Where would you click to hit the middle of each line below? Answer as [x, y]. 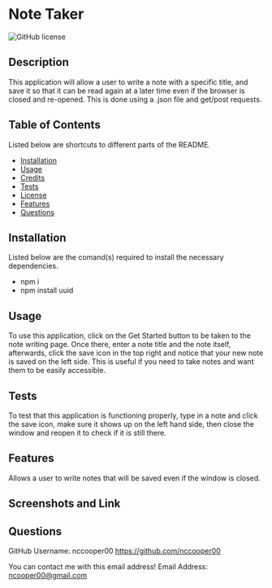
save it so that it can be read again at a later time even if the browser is [127, 90]
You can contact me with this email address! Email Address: [108, 567]
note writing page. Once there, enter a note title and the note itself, [120, 344]
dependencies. [33, 266]
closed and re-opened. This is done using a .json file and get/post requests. [135, 99]
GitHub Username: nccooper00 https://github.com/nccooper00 [114, 551]
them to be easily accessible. [57, 371]
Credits [32, 178]
